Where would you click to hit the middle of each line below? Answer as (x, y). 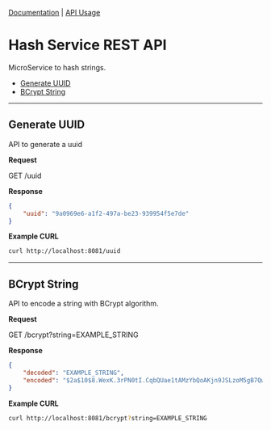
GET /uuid (25, 175)
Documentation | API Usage (54, 13)
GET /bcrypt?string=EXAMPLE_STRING (73, 335)
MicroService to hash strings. (57, 67)
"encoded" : (41, 380)
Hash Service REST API (88, 45)
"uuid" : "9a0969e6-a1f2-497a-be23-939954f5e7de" (106, 213)
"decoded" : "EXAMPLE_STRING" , (74, 373)
